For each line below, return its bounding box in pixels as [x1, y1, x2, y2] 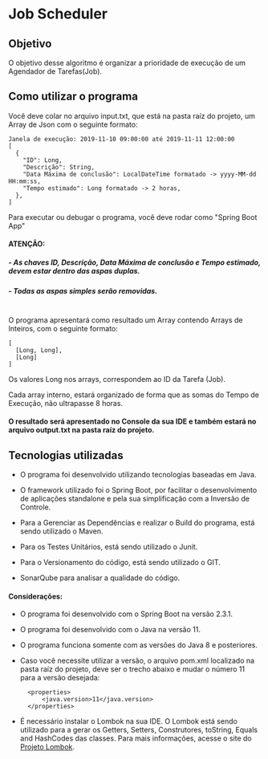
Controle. [19, 502, 51, 512]
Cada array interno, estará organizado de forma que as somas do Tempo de [8, 390, 259, 400]
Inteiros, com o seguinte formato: [8, 323, 119, 333]
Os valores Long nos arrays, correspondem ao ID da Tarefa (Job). [8, 374, 226, 384]
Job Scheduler [8, 5, 108, 23]
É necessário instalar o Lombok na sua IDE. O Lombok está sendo [19, 716, 238, 726]
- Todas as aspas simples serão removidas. [8, 286, 158, 296]
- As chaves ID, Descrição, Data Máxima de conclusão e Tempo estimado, [8, 258, 261, 267]
